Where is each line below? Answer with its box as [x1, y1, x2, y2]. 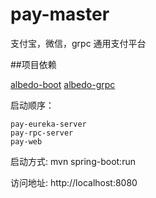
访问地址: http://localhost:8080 [10, 176, 138, 188]
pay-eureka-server [10, 119, 87, 129]
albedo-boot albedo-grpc [10, 78, 116, 90]
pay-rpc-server [10, 128, 74, 138]
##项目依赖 [10, 58, 57, 70]
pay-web [10, 136, 43, 147]
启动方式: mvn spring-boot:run [10, 155, 136, 167]
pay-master [10, 3, 110, 26]
